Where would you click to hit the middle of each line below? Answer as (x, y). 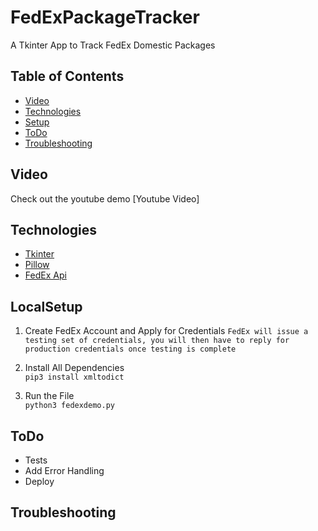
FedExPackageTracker (105, 17)
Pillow (37, 265)
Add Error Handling (64, 470)
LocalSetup (46, 306)
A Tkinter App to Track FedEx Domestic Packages (113, 45)
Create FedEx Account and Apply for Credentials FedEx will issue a (166, 331)
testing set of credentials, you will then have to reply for (157, 341)
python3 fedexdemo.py (69, 406)
